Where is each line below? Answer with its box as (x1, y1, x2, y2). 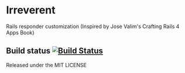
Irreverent (6, 4, 56, 17)
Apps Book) (6, 29, 35, 36)
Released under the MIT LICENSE (6, 61, 87, 68)
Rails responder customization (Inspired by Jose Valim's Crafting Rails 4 (6, 23, 180, 30)
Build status (6, 46, 51, 56)
